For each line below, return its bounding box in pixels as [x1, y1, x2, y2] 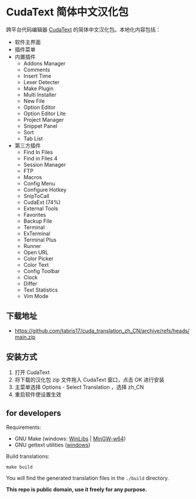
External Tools [23, 204, 58, 212]
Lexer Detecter [23, 78, 60, 85]
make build [6, 464, 33, 470]
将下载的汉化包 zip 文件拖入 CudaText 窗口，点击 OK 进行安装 [14, 376, 165, 383]
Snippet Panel [23, 122, 58, 130]
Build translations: [6, 453, 50, 460]
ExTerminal [23, 230, 51, 237]
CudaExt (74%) [23, 199, 61, 206]
